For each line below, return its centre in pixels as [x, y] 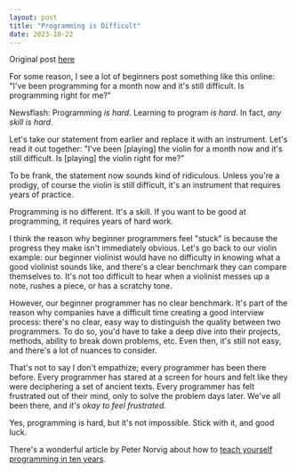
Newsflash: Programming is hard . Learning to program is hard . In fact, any [145, 113]
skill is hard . [31, 122]
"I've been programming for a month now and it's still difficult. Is [127, 86]
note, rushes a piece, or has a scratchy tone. [91, 286]
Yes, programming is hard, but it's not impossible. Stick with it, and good [142, 423]
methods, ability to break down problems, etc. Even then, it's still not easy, [145, 341]
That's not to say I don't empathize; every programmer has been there [138, 368]
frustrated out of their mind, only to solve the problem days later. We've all [145, 396]
